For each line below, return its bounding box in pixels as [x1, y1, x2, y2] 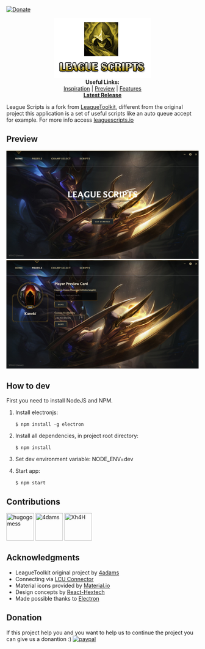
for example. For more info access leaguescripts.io [6, 116, 134, 124]
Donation [6, 612, 42, 623]
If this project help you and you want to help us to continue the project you [6, 629, 194, 636]
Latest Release [83, 92, 122, 98]
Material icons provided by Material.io [15, 582, 110, 589]
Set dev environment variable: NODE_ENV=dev [15, 456, 134, 463]
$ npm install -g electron [15, 421, 84, 428]
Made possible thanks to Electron [15, 595, 99, 602]
